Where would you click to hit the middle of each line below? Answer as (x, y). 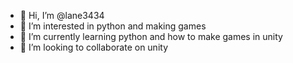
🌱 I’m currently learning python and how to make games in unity (151, 36)
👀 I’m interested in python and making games (113, 26)
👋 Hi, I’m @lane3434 (62, 15)
